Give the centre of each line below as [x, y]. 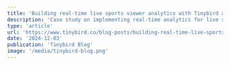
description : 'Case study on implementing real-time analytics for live [113, 20]
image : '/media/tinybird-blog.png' [58, 51]
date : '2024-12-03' [35, 39]
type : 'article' [30, 26]
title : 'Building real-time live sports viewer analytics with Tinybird [113, 13]
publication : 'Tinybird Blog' [50, 45]
